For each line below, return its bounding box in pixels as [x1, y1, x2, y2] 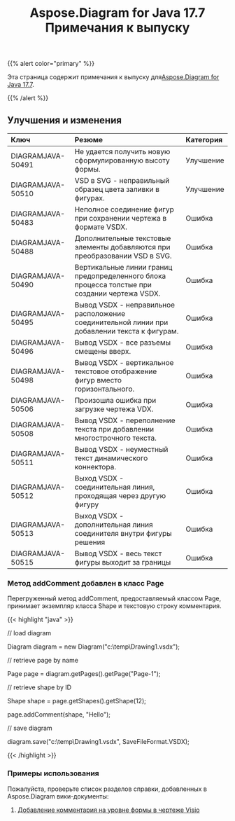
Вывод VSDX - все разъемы [74, 338, 171, 347]
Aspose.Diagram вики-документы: [7, 792, 109, 800]
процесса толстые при [74, 280, 152, 289]
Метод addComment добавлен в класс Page [7, 578, 164, 588]
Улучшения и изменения [7, 114, 122, 126]
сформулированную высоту [74, 156, 170, 165]
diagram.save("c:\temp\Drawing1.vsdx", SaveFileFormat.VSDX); [7, 738, 190, 746]
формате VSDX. [74, 222, 127, 232]
